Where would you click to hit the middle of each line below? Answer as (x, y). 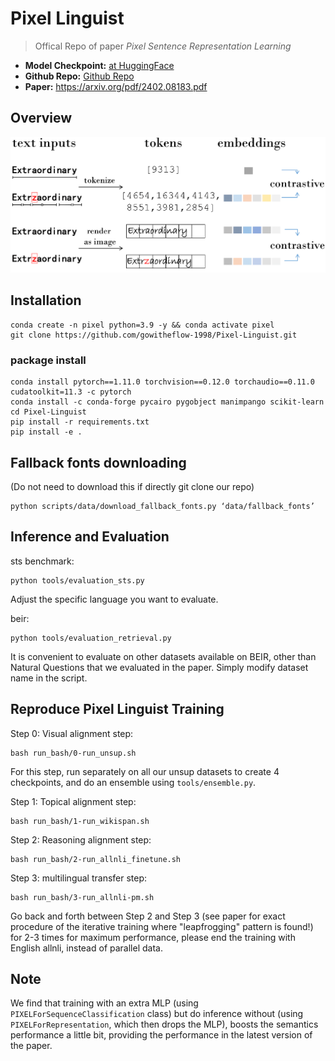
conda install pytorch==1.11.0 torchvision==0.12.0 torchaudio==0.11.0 (162, 382)
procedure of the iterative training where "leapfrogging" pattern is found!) (162, 926)
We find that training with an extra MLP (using (104, 1003)
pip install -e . (46, 432)
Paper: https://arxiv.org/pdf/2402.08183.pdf (116, 86)
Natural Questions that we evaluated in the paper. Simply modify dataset (159, 667)
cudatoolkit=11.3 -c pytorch (71, 392)
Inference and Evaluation (90, 537)
